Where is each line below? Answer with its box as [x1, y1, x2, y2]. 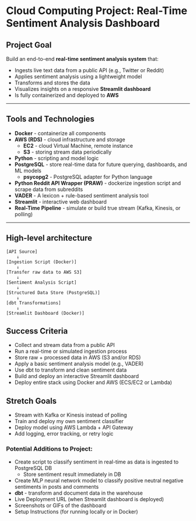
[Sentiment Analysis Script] [6, 280, 77, 285]
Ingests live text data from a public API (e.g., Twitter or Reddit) [14, 67, 164, 74]
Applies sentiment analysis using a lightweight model [14, 73, 142, 80]
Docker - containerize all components [14, 130, 106, 137]
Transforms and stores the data [14, 79, 90, 86]
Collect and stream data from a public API [14, 342, 115, 349]
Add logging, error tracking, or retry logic [14, 430, 114, 437]
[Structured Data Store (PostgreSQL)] [6, 290, 100, 295]
